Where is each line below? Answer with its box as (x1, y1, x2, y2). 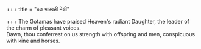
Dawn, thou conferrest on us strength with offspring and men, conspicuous (6, 31, 196, 38)
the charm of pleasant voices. (6, 24, 81, 31)
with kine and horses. (6, 37, 60, 44)
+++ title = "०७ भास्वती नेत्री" (6, 6, 70, 13)
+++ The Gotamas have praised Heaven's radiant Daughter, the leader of (6, 18, 190, 25)
